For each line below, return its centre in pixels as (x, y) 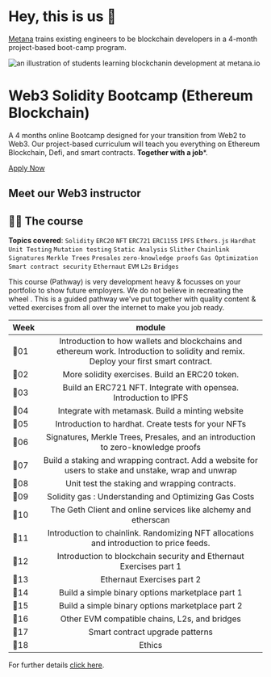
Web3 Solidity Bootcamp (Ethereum (131, 96)
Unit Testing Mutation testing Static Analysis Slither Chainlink (119, 250)
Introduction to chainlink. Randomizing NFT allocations (150, 533)
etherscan (151, 520)
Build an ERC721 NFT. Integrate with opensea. (151, 388)
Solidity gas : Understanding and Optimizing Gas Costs (151, 497)
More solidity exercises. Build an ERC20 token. (151, 375)
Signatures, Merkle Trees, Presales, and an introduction (150, 437)
